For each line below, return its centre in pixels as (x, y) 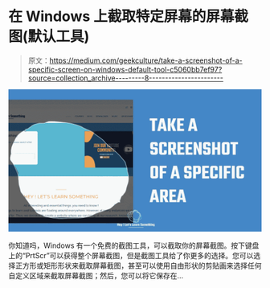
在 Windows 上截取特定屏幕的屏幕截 (129, 16)
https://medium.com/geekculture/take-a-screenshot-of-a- (146, 60)
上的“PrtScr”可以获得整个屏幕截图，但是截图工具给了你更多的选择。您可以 (131, 256)
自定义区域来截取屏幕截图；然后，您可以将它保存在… (96, 276)
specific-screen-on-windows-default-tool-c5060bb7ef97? (125, 69)
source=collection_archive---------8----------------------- (125, 78)
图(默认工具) (49, 37)
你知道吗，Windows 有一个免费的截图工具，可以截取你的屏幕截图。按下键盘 (134, 245)
